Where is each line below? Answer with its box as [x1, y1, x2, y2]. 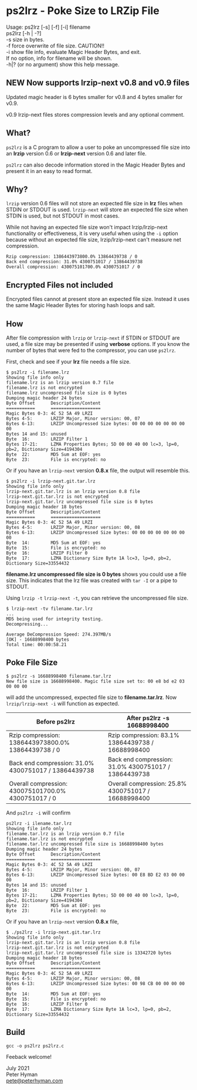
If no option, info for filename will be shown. [6, 55, 113, 62]
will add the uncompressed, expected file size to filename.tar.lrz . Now [6, 694, 177, 701]
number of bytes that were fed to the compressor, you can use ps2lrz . [6, 347, 176, 354]
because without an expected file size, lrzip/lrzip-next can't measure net [6, 236, 182, 243]
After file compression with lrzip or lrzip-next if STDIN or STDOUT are [6, 334, 180, 341]
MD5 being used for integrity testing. [6, 616, 104, 622]
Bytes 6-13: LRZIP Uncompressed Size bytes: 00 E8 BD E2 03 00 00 [6, 872, 185, 878]
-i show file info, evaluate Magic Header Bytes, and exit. [6, 48, 141, 55]
